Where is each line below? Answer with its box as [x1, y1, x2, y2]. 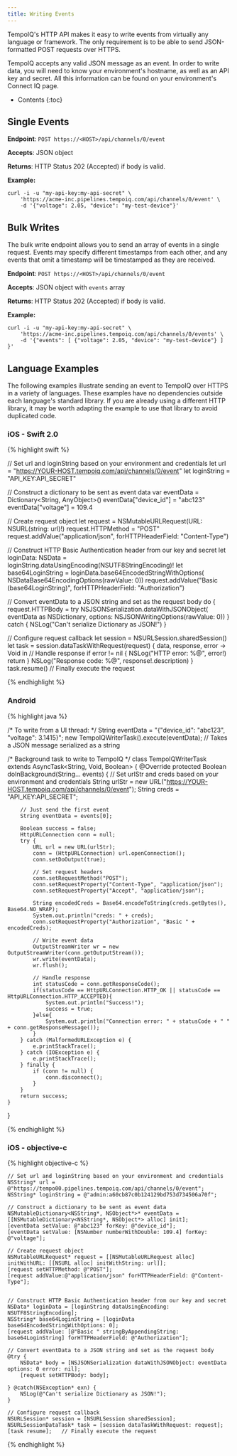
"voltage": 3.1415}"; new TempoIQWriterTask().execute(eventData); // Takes [7, 733, 228, 742]
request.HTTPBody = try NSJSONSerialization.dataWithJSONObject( [7, 605, 209, 614]
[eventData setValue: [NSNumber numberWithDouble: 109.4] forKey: [7, 1228, 208, 1236]
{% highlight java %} [7, 712, 67, 721]
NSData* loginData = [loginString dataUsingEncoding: [7, 1303, 170, 1310]
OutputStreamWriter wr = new [33, 943, 119, 950]
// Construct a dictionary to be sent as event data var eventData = [7, 488, 199, 496]
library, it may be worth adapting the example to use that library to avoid [7, 404, 218, 413]
